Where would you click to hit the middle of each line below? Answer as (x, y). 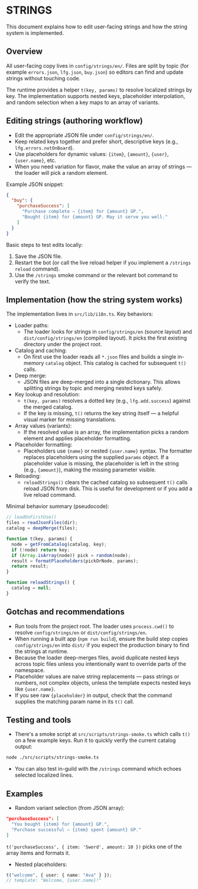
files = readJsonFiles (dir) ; (42, 523)
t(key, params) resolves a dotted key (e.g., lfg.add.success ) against (107, 401)
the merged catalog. (48, 407)
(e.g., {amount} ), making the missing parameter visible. (90, 470)
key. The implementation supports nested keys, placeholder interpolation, (95, 96)
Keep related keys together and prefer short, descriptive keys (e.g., (96, 141)
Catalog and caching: (40, 351)
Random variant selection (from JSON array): (70, 808)
